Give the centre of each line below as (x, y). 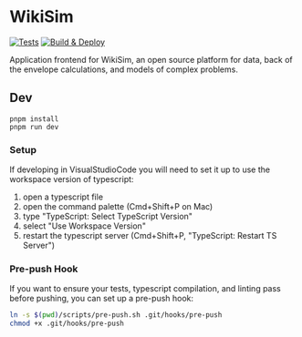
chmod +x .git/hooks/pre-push (67, 324)
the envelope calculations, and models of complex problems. (124, 69)
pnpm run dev (34, 127)
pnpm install (34, 119)
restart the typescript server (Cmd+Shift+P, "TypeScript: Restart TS (150, 236)
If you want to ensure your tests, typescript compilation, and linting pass (145, 289)
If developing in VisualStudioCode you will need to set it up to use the (140, 169)
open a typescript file (62, 197)
